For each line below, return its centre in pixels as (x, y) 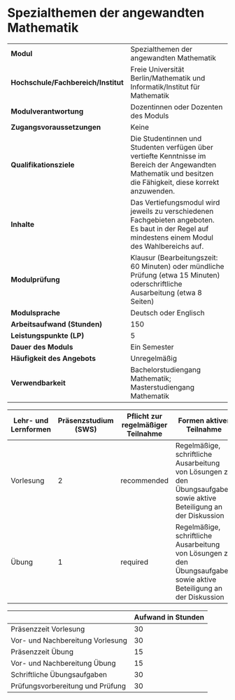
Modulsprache (36, 313)
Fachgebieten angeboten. (172, 220)
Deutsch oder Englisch (168, 313)
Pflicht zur (145, 416)
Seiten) (142, 301)
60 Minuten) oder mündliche (177, 266)
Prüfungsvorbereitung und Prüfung (69, 686)
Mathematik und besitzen (172, 173)
